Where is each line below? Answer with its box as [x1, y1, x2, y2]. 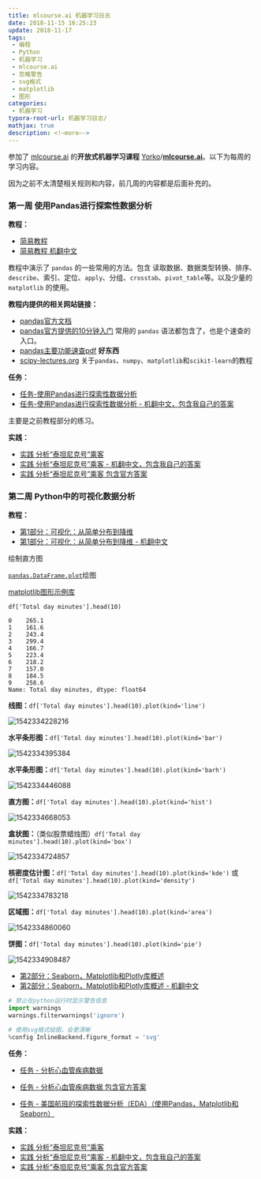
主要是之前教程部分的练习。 [8, 415, 99, 425]
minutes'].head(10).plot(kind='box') [8, 838, 132, 846]
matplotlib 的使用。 [8, 282, 73, 292]
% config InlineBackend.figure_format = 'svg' [8, 1033, 160, 1041]
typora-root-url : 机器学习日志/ [8, 115, 108, 122]
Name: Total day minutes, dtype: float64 [8, 686, 147, 694]
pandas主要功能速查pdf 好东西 [19, 345, 120, 355]
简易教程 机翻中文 [19, 246, 77, 255]
